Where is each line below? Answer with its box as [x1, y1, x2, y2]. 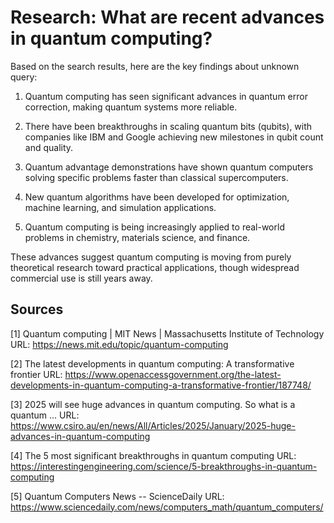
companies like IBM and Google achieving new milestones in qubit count [24, 131, 324, 143]
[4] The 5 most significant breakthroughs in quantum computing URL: [10, 449, 297, 461]
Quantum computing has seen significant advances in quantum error [24, 90, 308, 102]
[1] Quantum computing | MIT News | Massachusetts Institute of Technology [10, 327, 325, 340]
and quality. [24, 141, 74, 153]
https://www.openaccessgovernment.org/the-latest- [64, 368, 282, 380]
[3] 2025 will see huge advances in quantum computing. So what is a [10, 398, 296, 410]
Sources [10, 301, 64, 318]
